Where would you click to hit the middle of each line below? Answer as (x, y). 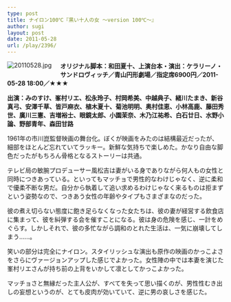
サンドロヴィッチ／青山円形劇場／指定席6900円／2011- (139, 74)
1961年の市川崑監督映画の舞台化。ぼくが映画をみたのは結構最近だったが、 (113, 138)
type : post (23, 13)
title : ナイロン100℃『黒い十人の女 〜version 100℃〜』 (82, 20)
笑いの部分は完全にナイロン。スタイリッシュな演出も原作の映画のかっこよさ (115, 251)
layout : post (26, 33)
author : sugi (26, 26)
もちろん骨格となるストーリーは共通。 (91, 155)
